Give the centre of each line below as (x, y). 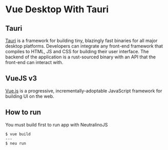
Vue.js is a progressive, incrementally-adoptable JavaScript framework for (84, 91)
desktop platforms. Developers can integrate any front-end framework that (84, 46)
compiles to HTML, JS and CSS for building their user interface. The (77, 51)
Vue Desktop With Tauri (57, 9)
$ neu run (16, 144)
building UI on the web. (30, 96)
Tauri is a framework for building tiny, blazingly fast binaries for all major (81, 40)
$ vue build (18, 134)
